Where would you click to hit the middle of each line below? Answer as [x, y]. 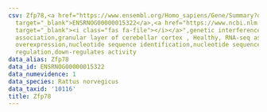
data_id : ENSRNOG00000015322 [56, 67]
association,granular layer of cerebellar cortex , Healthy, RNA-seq [133, 37]
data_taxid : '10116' [43, 89]
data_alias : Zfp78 [39, 60]
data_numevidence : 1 [43, 74]
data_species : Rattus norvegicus [64, 81]
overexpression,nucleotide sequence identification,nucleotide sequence [138, 45]
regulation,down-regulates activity [76, 52]
